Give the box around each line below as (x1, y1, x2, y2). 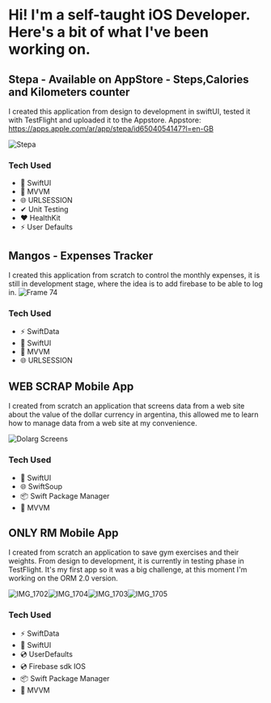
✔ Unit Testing (19, 204, 69, 214)
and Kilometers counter (8, 85, 130, 99)
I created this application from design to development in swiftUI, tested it (8, 107, 251, 116)
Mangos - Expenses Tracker (8, 249, 154, 263)
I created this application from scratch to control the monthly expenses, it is (8, 270, 260, 281)
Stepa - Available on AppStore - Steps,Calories (8, 72, 249, 86)
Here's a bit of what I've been (8, 23, 209, 41)
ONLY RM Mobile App (8, 525, 119, 540)
